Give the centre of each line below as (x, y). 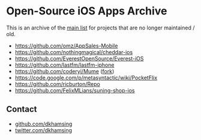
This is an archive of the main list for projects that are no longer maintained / (100, 28)
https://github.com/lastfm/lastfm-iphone (64, 65)
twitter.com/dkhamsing (43, 130)
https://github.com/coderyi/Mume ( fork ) (64, 71)
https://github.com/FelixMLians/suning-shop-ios (75, 90)
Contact (22, 109)
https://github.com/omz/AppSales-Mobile (66, 46)
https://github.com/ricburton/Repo (57, 84)
